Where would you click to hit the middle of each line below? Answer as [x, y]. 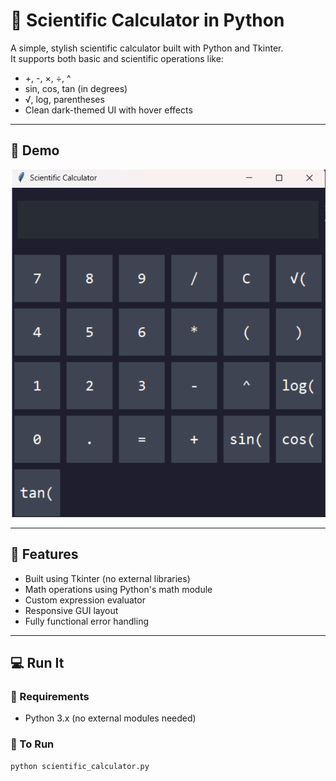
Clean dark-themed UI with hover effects [108, 110]
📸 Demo [35, 150]
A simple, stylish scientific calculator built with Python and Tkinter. [147, 48]
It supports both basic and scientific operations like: [117, 58]
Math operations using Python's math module [118, 589]
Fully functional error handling [86, 621]
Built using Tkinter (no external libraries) [107, 578]
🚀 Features [44, 554]
